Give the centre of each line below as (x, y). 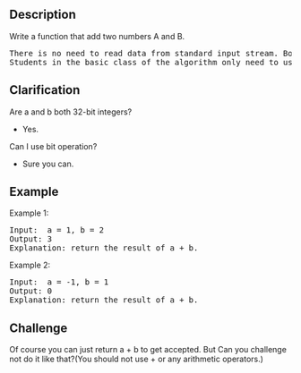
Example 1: (29, 213)
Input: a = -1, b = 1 (59, 282)
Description (43, 15)
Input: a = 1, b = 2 (57, 230)
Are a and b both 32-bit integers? (71, 112)
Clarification (45, 90)
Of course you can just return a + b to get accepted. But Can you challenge (148, 350)
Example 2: (30, 265)
